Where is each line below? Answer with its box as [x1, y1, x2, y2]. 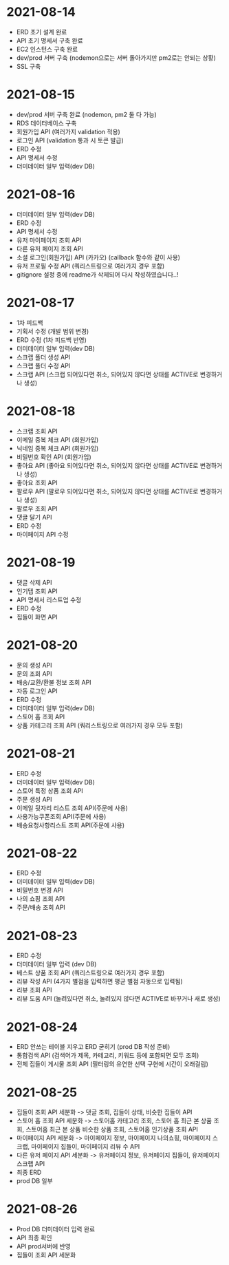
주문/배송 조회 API [16, 903, 66, 912]
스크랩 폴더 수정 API [16, 361, 71, 370]
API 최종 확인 [16, 1233, 52, 1242]
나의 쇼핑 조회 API [16, 895, 65, 903]
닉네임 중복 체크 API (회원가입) [16, 444, 99, 452]
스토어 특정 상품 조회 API [16, 786, 83, 795]
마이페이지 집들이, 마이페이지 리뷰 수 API [31, 1142, 140, 1151]
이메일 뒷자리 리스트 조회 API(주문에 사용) [16, 803, 129, 812]
